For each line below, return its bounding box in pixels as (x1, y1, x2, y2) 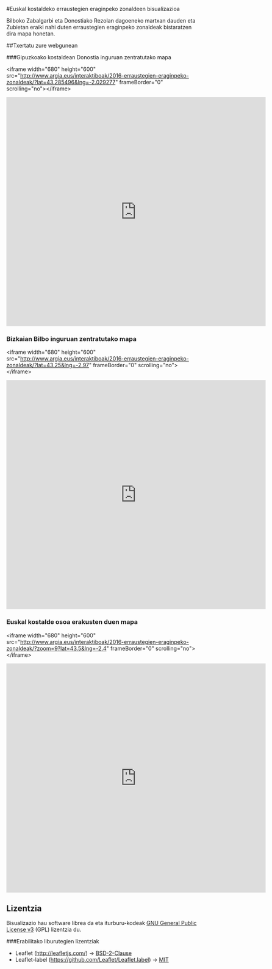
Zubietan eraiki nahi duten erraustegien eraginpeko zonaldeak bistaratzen (6, 24, 192, 31)
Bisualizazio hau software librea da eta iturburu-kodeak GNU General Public (6, 920, 197, 927)
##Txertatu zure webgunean (6, 42, 78, 49)
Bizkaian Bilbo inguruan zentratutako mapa (6, 334, 137, 343)
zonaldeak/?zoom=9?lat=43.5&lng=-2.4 (6, 645, 107, 652)
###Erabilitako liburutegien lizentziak (6, 938, 99, 945)
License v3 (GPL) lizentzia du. (6, 926, 82, 934)
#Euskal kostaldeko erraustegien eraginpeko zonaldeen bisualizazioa (6, 5, 180, 12)
